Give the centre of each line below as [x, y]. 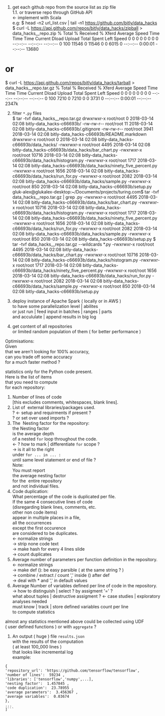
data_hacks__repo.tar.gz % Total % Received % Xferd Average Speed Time [82, 88]
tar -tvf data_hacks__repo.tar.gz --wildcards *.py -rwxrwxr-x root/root [83, 244]
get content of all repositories [42, 326]
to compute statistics [33, 612]
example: [21, 657]
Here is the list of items [29, 377]
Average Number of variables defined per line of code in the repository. [85, 585]
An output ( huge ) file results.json [48, 636]
